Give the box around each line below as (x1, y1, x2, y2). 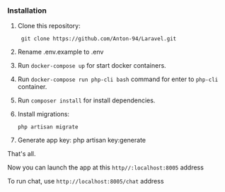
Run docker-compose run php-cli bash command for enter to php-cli (17, 75, 219, 83)
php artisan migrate (17, 124, 79, 131)
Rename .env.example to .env (17, 48, 104, 56)
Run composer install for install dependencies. (17, 96, 156, 104)
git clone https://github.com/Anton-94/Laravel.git (21, 35, 177, 42)
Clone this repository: (17, 22, 81, 30)
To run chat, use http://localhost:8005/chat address (7, 177, 164, 186)
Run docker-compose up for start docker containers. (17, 61, 166, 70)
